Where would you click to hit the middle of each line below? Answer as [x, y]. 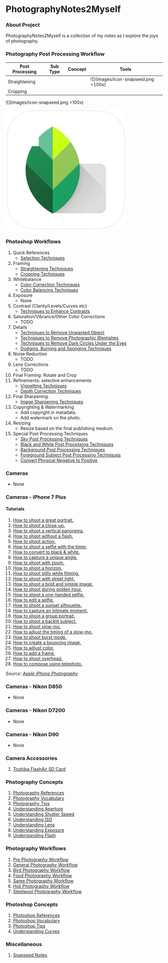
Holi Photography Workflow [41, 886]
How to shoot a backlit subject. [45, 621]
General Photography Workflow [45, 865]
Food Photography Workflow [42, 875]
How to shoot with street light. [44, 579]
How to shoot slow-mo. [37, 627]
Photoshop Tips [29, 926]
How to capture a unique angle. [45, 557]
